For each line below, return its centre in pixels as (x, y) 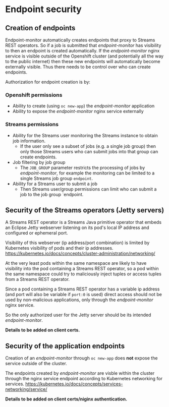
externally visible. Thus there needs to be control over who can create (78, 67)
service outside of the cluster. (36, 364)
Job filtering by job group (39, 162)
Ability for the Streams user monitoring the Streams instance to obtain (85, 135)
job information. (29, 141)
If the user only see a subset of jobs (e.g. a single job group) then (88, 146)
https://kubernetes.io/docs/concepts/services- (74, 384)
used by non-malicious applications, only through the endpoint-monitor (79, 300)
